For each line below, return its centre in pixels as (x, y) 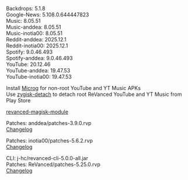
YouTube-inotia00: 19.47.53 (39, 77)
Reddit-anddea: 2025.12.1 (36, 39)
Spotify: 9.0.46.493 (29, 52)
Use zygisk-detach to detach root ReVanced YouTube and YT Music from (94, 94)
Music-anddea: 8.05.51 (34, 27)
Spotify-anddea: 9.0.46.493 (39, 58)
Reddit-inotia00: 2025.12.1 (37, 46)
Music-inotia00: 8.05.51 (34, 33)
